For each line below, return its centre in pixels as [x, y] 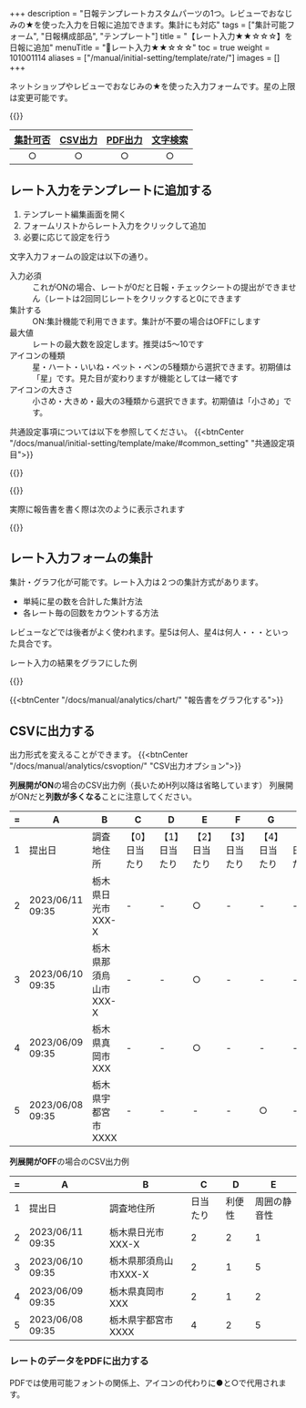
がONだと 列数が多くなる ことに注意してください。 [103, 797]
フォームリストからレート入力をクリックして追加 [114, 225]
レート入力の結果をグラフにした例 [73, 662]
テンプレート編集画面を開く [75, 214]
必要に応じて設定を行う [66, 237]
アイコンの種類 [37, 355]
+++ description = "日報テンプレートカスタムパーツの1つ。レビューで [139, 13]
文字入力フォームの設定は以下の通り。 [81, 256]
